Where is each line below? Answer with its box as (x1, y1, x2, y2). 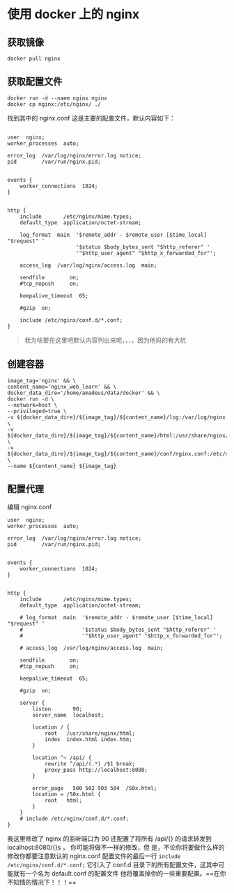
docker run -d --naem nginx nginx (7, 95, 108, 102)
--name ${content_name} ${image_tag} (7, 463, 117, 469)
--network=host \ (7, 401, 58, 408)
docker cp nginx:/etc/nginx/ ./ (7, 100, 101, 108)
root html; (44, 797, 82, 805)
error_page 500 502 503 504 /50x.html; (32, 785, 157, 792)
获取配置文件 (7, 76, 63, 88)
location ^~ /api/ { (32, 754, 92, 761)
